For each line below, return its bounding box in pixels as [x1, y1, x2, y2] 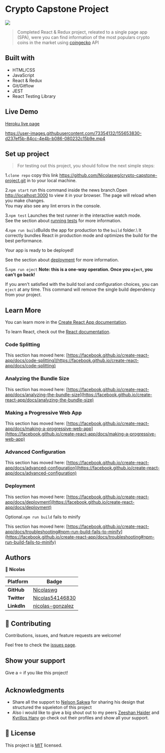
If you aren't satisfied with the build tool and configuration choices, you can [5, 281, 159, 287]
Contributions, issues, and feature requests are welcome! [5, 633, 122, 638]
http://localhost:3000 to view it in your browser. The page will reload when [5, 193, 157, 198]
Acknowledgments [5, 686, 65, 694]
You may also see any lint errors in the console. [5, 203, 101, 209]
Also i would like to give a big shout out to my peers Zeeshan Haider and [12, 710, 160, 715]
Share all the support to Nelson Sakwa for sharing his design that [12, 699, 144, 705]
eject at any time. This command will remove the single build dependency [5, 286, 156, 292]
